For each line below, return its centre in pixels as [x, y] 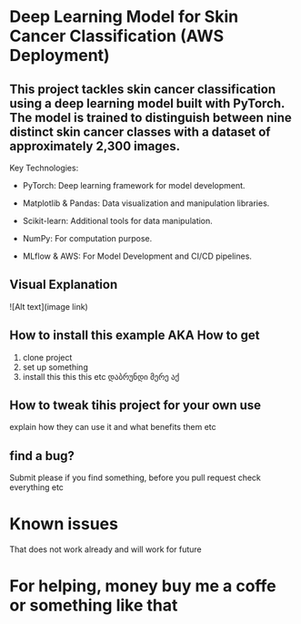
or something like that [94, 605]
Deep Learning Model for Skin [124, 17]
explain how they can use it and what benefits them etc [113, 427]
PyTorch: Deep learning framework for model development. [134, 185]
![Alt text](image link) [49, 306]
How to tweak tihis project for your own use [135, 406]
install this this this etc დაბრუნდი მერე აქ [101, 376]
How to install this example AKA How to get [135, 336]
